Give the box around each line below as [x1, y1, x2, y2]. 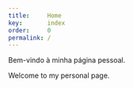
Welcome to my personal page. [8, 71, 110, 80]
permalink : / [8, 33, 51, 42]
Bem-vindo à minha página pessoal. [8, 55, 126, 65]
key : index [8, 19, 66, 27]
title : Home [8, 11, 62, 20]
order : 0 [8, 26, 51, 34]
